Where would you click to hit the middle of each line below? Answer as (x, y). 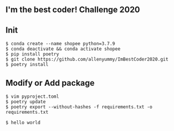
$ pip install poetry (32, 54)
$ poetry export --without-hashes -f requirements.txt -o (79, 107)
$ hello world (23, 123)
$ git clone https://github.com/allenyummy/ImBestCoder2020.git (87, 60)
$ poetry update (26, 102)
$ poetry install (27, 65)
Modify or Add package (50, 83)
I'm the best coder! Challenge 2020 (73, 10)
